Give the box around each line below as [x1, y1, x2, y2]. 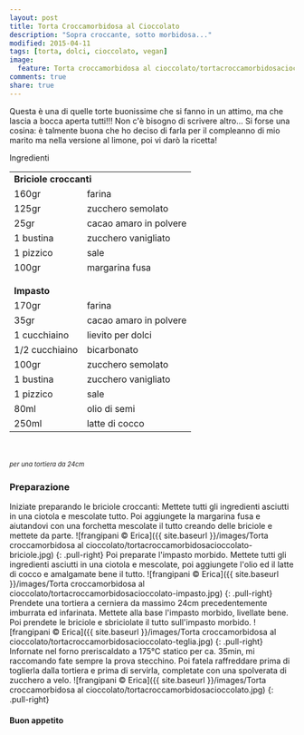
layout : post [9, 13, 59, 23]
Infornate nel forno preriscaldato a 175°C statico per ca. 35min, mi [9, 645, 255, 656]
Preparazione [9, 480, 71, 493]
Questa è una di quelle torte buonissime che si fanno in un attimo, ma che [9, 105, 283, 116]
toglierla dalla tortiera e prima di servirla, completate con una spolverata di [9, 664, 287, 676]
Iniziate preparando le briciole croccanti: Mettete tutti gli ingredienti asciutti [9, 501, 290, 512]
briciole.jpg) [9, 549, 54, 560]
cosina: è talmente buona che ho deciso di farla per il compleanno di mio [9, 124, 280, 136]
